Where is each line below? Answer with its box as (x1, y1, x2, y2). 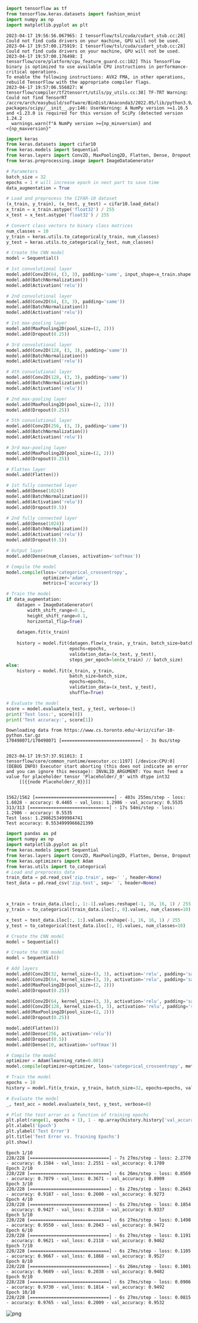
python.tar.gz (6, 732, 41, 739)
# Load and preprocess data (6, 869, 75, 875)
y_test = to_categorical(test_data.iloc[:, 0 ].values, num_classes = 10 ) (6, 922, 186, 929)
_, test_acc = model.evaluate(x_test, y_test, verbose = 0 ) (6, 1101, 151, 1107)
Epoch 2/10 (6, 1165, 33, 1171)
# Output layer (6, 548, 44, 554)
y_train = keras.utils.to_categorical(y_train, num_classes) (6, 234, 160, 240)
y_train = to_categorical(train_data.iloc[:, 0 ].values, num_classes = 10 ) (6, 906, 192, 912)
